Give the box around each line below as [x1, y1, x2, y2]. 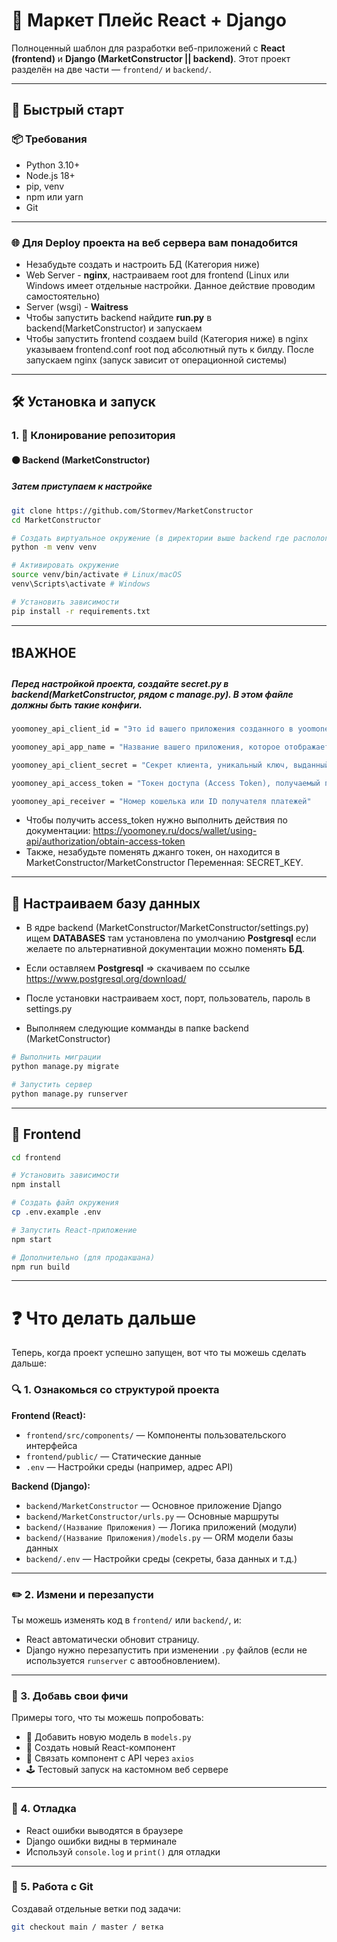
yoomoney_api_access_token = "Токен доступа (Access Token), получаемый [11, 778, 321, 788]
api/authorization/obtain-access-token [25, 835, 186, 848]
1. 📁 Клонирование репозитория [11, 429, 176, 443]
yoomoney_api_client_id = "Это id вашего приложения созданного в [11, 724, 294, 734]
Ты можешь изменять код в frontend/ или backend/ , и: [11, 1614, 242, 1626]
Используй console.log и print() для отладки [25, 1845, 221, 1858]
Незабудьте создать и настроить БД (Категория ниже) [25, 258, 261, 270]
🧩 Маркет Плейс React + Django [11, 9, 287, 32]
